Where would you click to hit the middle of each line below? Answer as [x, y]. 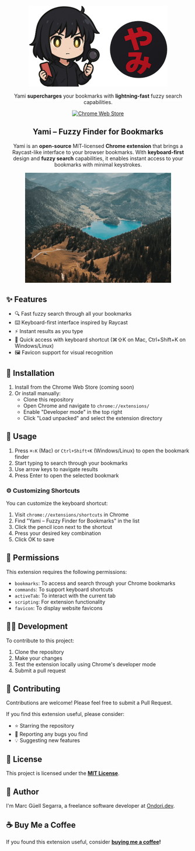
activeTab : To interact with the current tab [65, 596]
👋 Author [22, 792]
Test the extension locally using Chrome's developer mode [85, 664]
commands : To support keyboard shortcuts [64, 589]
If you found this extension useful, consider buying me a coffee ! [83, 842]
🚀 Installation [30, 373]
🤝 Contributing [33, 689]
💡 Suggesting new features [47, 741]
